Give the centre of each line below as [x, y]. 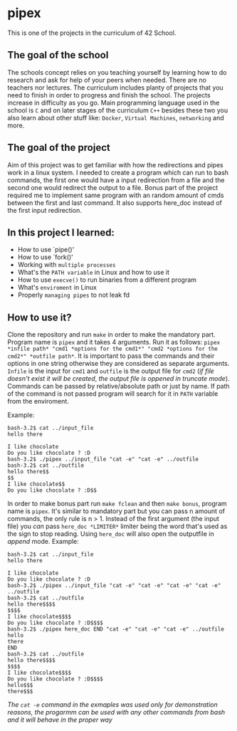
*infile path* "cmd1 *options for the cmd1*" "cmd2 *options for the [113, 349]
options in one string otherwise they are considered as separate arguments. [118, 364]
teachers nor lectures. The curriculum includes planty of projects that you [116, 88]
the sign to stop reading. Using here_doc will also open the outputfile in [111, 534]
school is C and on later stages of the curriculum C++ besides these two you [118, 110]
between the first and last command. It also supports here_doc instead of [115, 203]
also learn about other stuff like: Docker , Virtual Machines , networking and [116, 117]
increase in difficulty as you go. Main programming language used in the [114, 102]
